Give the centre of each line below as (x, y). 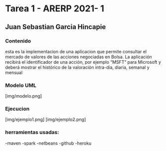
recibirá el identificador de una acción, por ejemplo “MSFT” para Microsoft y (83, 62)
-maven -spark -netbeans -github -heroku (48, 143)
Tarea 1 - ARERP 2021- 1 (55, 9)
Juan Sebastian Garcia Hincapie (55, 27)
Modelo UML (21, 85)
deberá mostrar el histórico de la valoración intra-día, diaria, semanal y (77, 67)
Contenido (18, 41)
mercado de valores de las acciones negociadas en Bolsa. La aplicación (79, 57)
